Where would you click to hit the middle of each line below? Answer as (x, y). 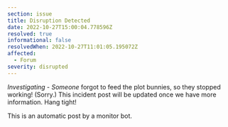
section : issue (30, 14)
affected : (22, 54)
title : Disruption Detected (49, 21)
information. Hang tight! (42, 102)
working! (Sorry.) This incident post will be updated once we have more (112, 94)
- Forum (25, 60)
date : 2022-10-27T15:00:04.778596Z (60, 27)
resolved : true (30, 34)
